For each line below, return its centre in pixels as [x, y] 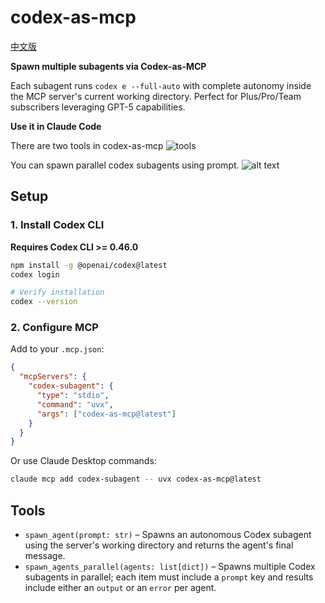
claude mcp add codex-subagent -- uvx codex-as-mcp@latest [136, 479]
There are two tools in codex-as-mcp [87, 145]
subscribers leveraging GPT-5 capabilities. [98, 107]
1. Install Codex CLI [57, 225]
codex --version [44, 302]
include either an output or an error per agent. [120, 587]
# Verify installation [57, 292]
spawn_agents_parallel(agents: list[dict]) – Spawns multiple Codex [170, 566]
